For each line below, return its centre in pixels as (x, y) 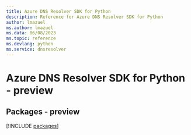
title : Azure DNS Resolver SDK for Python (58, 11)
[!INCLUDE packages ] (32, 126)
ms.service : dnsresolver (36, 49)
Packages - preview (43, 112)
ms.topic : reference (31, 38)
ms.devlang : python (30, 44)
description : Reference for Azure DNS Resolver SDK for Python (85, 17)
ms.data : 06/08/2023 (31, 33)
